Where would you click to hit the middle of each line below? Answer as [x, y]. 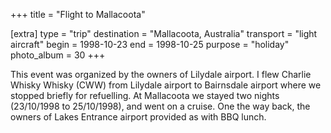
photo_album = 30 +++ [58, 55]
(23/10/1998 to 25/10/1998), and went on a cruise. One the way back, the [160, 106]
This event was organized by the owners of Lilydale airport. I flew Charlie [161, 74]
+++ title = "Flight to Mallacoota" [78, 14]
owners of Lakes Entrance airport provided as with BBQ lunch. [138, 117]
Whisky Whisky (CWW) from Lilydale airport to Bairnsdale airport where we [166, 85]
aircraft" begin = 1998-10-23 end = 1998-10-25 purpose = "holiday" [150, 44]
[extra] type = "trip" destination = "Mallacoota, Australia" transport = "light [164, 33]
